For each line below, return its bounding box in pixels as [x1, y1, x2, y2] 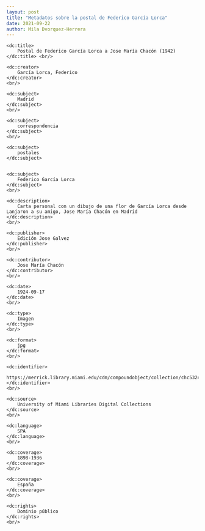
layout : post [6, 9, 40, 15]
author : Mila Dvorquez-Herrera [6, 26, 86, 32]
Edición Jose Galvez [17, 236, 70, 242]
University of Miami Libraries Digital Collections [17, 401, 151, 407]
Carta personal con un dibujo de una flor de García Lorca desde [17, 203, 187, 210]
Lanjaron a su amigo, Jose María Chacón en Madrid [6, 209, 138, 215]
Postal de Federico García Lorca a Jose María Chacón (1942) [17, 48, 176, 54]
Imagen [17, 316, 34, 322]
